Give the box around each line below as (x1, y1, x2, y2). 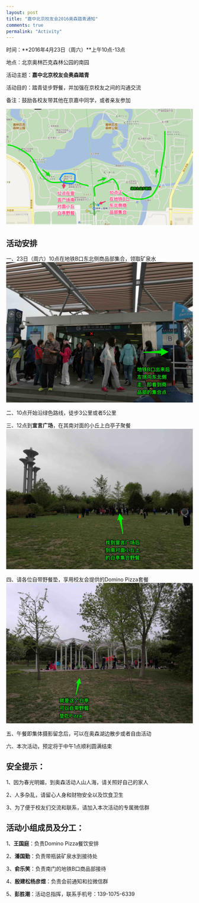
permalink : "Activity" (6, 29, 62, 34)
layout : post (6, 10, 38, 15)
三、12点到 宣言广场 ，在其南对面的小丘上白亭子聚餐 (6, 422, 131, 429)
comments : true (6, 22, 44, 28)
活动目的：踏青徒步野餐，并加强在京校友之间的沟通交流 (6, 84, 141, 91)
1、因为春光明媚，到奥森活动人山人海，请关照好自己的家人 (6, 778, 149, 785)
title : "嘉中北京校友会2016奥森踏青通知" (6, 15, 98, 22)
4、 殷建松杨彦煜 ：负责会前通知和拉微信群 (6, 877, 108, 885)
